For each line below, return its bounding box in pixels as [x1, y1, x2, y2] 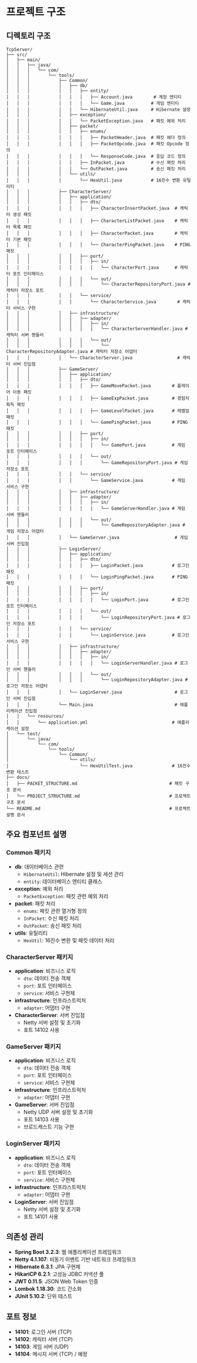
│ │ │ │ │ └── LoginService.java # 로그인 [6, 632, 190, 638]
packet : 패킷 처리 [14, 900, 56, 907]
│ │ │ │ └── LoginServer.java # [6, 689, 178, 695]
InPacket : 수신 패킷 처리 [23, 915, 79, 922]
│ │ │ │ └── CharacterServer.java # [6, 355, 181, 361]
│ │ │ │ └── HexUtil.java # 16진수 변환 [6, 177, 181, 183]
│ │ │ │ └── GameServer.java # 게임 [6, 534, 188, 540]
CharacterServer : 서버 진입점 [14, 1011, 85, 1018]
